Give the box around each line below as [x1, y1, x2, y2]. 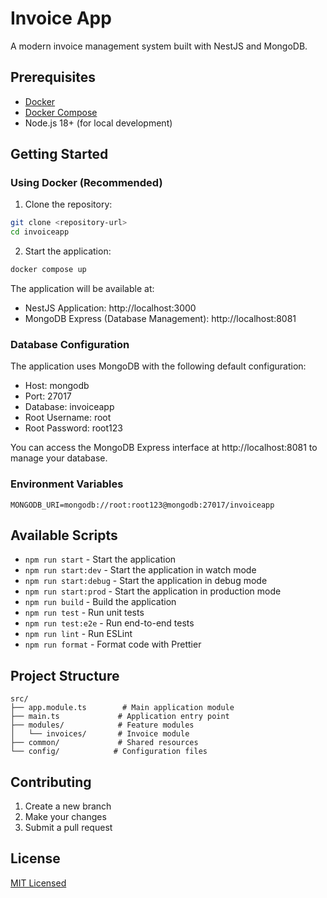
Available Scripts [10, 527, 118, 544]
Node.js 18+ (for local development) [24, 117, 173, 129]
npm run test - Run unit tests [24, 607, 145, 619]
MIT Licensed [10, 877, 67, 889]
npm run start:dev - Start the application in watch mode [24, 564, 257, 576]
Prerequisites [10, 69, 96, 86]
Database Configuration [10, 337, 130, 351]
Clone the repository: [24, 198, 113, 211]
